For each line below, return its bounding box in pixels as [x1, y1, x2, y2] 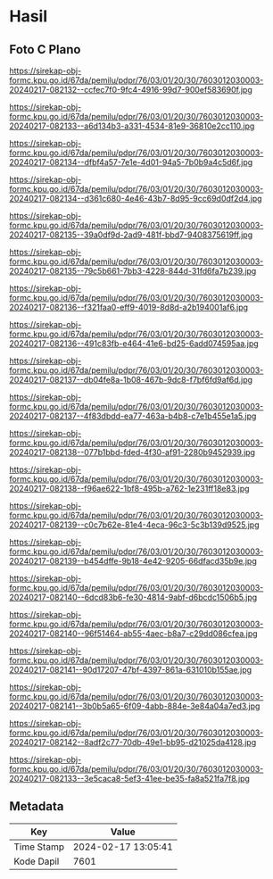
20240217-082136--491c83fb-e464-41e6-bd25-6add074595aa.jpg [9, 338, 259, 349]
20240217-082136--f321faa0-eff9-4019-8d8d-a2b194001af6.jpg [9, 302, 248, 312]
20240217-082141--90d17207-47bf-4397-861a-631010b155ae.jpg [9, 665, 252, 675]
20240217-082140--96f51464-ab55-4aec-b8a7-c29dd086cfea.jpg [9, 628, 258, 639]
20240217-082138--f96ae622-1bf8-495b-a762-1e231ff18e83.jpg [9, 484, 250, 493]
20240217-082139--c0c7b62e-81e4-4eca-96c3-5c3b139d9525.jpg [9, 519, 261, 530]
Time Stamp [13, 841, 65, 853]
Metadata [9, 799, 64, 814]
